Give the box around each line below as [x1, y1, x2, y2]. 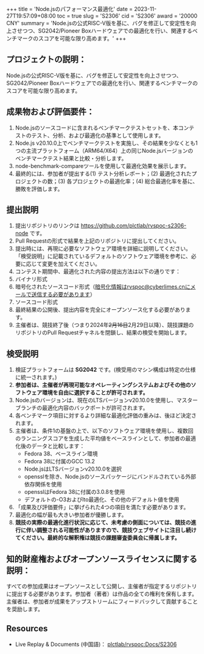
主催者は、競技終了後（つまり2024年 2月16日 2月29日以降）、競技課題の [15, 321, 194, 329]
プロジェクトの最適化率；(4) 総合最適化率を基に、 [72, 177, 199, 185]
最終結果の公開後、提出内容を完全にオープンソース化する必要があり [15, 306, 186, 314]
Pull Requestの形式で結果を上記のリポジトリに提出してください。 [15, 237, 180, 244]
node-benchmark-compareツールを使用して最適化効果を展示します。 [15, 162, 190, 169]
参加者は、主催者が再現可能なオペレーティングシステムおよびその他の [15, 381, 191, 389]
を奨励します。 [6, 606, 44, 613]
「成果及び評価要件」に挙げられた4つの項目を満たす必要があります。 [15, 504, 189, 511]
